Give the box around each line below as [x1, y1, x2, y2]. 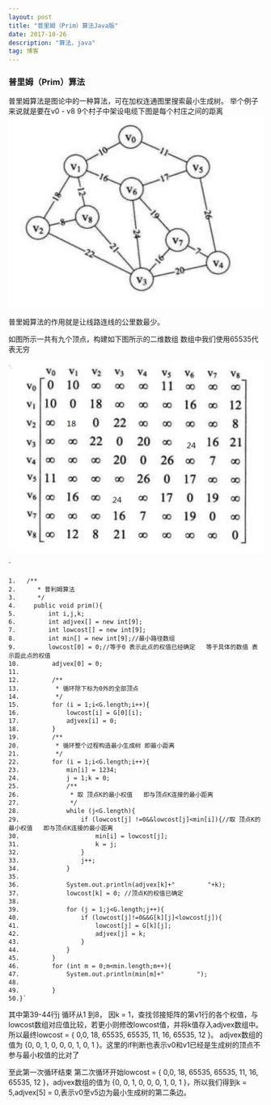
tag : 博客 [8, 47, 39, 56]
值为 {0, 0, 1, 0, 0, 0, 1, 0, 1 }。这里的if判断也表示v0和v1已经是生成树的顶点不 [8, 1039, 261, 1049]
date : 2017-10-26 [8, 30, 67, 38]
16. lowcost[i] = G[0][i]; [8, 709, 143, 717]
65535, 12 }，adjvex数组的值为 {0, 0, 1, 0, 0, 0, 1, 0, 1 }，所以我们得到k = [8, 1077, 248, 1087]
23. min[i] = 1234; [8, 765, 117, 774]
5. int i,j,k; [8, 609, 85, 618]
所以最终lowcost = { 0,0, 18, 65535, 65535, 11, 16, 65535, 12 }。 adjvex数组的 [8, 1030, 263, 1039]
